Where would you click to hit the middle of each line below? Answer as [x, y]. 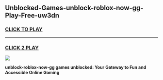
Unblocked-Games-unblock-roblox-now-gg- [74, 8]
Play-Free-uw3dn [32, 16]
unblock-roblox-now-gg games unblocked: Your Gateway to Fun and [76, 67]
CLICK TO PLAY [24, 30]
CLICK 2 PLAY [22, 48]
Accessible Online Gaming [32, 72]
